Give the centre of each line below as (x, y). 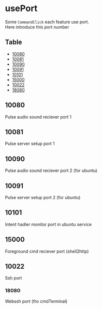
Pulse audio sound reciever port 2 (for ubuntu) (51, 170)
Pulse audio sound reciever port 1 (38, 117)
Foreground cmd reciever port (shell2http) (47, 251)
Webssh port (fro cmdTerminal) (36, 301)
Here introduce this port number (37, 27)
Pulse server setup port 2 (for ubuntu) (43, 197)
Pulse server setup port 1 (30, 144)
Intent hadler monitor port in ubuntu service (48, 224)
